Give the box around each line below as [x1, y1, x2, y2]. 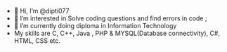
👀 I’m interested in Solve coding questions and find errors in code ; [13, 14, 207, 22]
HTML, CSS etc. [13, 37, 61, 45]
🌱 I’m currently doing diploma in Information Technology [13, 22, 177, 30]
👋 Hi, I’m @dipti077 [13, 7, 70, 15]
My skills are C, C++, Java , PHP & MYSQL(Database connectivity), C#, [13, 29, 220, 37]
